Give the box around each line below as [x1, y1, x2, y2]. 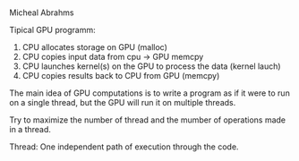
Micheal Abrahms [9, 7, 74, 18]
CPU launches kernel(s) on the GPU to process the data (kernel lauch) [21, 61, 281, 72]
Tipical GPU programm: [9, 25, 96, 36]
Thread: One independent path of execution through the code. [9, 141, 239, 152]
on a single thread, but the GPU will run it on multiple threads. [9, 97, 236, 108]
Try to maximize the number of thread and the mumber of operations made [9, 114, 286, 125]
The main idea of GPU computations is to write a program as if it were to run [9, 88, 291, 98]
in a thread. [9, 124, 52, 135]
